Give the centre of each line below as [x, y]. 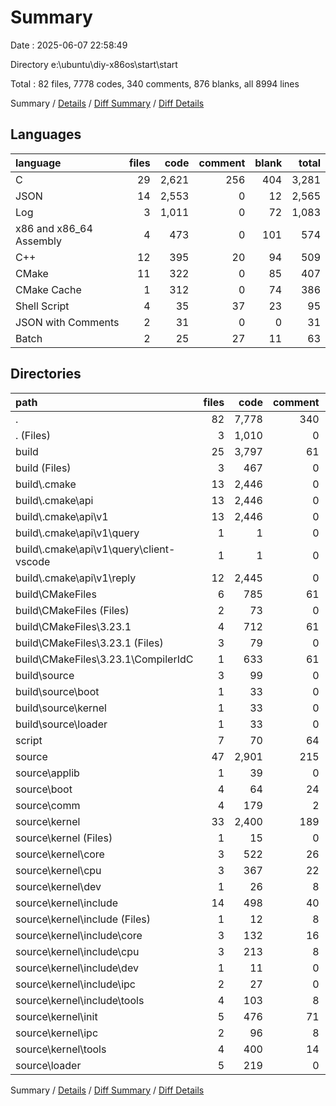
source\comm [48, 805]
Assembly [39, 241]
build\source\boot [57, 691]
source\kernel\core [60, 854]
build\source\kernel [61, 708]
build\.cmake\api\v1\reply [76, 578]
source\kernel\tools [61, 1049]
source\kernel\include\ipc [75, 984]
